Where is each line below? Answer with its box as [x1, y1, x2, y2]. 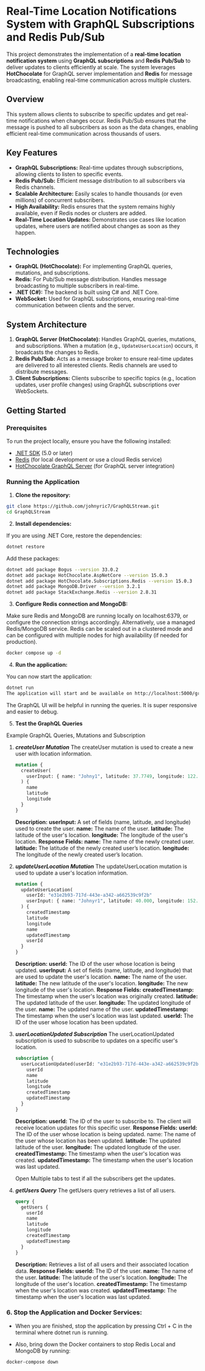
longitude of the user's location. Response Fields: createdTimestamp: [15, 986, 194, 994]
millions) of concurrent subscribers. [15, 196, 106, 204]
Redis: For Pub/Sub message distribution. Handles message [15, 276, 167, 283]
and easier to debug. [6, 708, 59, 715]
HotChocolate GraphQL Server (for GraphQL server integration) [15, 462, 175, 469]
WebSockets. [15, 388, 49, 395]
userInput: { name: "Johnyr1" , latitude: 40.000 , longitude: [26, 898, 185, 904]
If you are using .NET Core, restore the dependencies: [6, 532, 142, 539]
